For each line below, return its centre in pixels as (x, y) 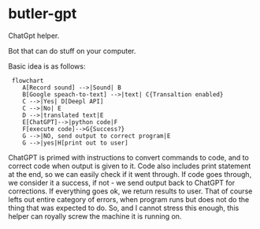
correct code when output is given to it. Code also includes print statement (130, 166)
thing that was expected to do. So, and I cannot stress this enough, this (124, 208)
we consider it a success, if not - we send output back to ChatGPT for (122, 182)
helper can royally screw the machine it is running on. (95, 216)
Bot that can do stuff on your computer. (72, 51)
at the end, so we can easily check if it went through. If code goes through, (130, 174)
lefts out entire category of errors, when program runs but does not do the (129, 199)
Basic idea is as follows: (47, 66)
